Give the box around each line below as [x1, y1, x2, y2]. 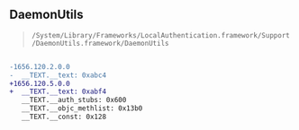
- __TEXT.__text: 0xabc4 [9, 71, 106, 80]
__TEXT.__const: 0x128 [21, 112, 106, 122]
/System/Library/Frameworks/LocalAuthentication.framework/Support [31, 30, 290, 39]
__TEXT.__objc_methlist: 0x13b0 [21, 104, 143, 113]
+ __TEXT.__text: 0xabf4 [9, 87, 106, 97]
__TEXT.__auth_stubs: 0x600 [21, 96, 127, 105]
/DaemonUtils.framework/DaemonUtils [31, 39, 169, 48]
